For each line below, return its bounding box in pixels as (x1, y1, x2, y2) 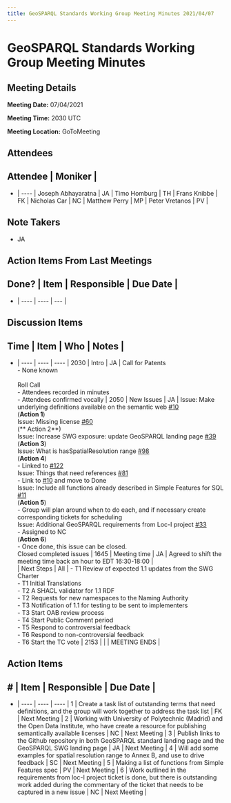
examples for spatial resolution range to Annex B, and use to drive (17, 751, 205, 759)
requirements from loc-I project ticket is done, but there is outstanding (17, 773, 217, 782)
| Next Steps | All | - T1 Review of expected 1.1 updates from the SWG (17, 564, 214, 573)
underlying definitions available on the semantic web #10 (17, 403, 179, 412)
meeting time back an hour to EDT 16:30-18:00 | (17, 557, 154, 566)
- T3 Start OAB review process (17, 609, 105, 617)
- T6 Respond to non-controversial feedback (17, 631, 144, 639)
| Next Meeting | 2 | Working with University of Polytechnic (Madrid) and (17, 714, 223, 723)
